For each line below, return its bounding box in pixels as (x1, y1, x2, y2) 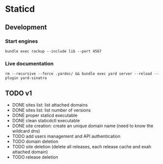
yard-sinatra (20, 76, 47, 81)
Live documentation (5, 60, 54, 67)
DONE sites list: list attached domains (12, 102, 88, 108)
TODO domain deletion (12, 138, 59, 144)
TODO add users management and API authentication (12, 133, 121, 139)
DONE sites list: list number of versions (12, 107, 91, 113)
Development (5, 23, 47, 31)
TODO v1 (5, 89, 32, 97)
